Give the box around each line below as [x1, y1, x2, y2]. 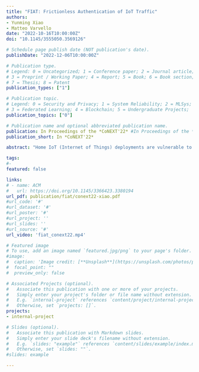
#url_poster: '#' [6, 210, 49, 216]
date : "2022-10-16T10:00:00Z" [6, 31, 81, 37]
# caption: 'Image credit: [6, 259, 76, 265]
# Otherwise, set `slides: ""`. [6, 347, 92, 352]
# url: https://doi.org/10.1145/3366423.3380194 [6, 187, 134, 194]
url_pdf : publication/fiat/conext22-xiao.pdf [6, 193, 120, 199]
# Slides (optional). [6, 324, 60, 330]
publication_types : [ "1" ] [6, 85, 70, 91]
